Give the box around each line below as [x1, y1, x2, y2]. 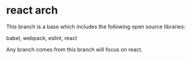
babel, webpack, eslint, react [6, 34, 78, 41]
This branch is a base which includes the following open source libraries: [6, 23, 186, 30]
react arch [6, 4, 58, 17]
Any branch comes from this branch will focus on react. [6, 45, 143, 53]
